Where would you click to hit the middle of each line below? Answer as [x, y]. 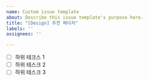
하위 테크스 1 [30, 57]
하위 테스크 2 [30, 65]
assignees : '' [24, 34]
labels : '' [20, 28]
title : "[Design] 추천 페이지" [42, 23]
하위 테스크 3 [30, 72]
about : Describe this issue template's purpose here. [75, 17]
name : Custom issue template [43, 12]
